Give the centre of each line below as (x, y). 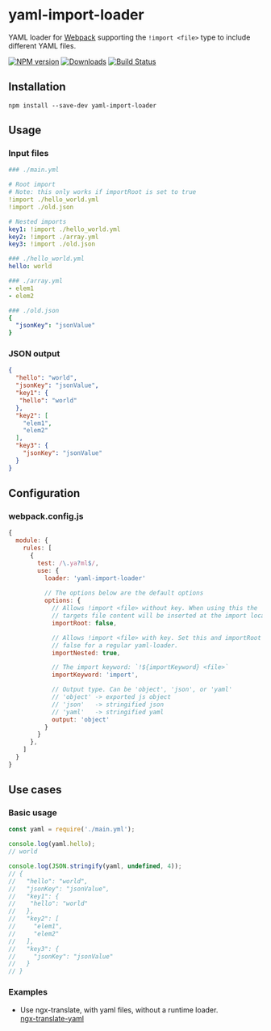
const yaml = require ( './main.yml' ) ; (72, 830)
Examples (28, 992)
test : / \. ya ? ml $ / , (68, 563)
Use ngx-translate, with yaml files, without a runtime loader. (119, 1010)
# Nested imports (38, 221)
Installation (37, 87)
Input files (29, 154)
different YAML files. (42, 45)
